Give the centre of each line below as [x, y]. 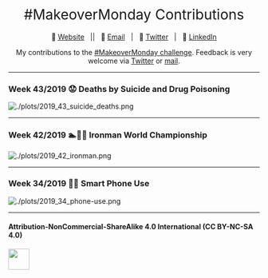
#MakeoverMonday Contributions [134, 15]
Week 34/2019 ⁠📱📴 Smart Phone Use [79, 184]
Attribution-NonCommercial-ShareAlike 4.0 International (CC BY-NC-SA [131, 227]
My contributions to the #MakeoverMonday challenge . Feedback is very [134, 52]
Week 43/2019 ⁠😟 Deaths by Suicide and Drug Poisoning [119, 89]
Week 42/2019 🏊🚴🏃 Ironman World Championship [108, 135]
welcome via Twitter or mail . [134, 61]
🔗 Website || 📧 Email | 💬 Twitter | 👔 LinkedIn [134, 37]
